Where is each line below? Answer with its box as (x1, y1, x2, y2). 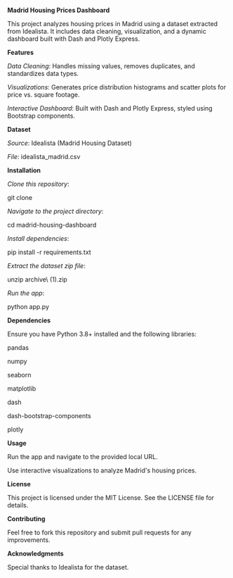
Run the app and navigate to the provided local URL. (7, 453, 158, 460)
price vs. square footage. (7, 91, 80, 99)
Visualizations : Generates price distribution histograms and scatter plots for (7, 83, 227, 91)
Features (7, 49, 34, 56)
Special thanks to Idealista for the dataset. (7, 563, 129, 571)
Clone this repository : (7, 180, 70, 188)
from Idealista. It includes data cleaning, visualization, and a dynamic (7, 27, 207, 35)
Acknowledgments (7, 549, 65, 558)
